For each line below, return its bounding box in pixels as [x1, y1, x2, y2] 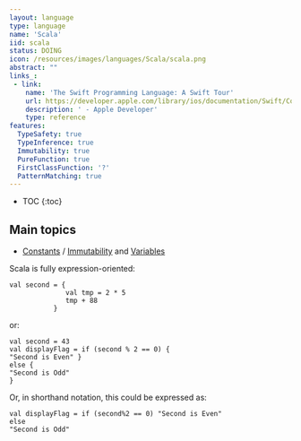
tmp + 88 [65, 297, 99, 306]
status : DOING [9, 47, 63, 56]
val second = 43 [9, 337, 70, 346]
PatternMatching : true [17, 171, 102, 180]
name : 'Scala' [9, 30, 63, 39]
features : [9, 122, 47, 131]
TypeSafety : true [17, 130, 82, 139]
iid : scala [9, 38, 50, 48]
